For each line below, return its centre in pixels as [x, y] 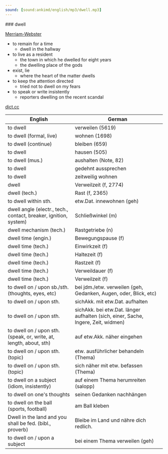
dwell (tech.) [22, 193]
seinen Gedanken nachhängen [110, 394]
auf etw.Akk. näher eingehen [108, 336]
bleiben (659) [91, 144]
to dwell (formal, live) [32, 136]
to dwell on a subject [32, 380]
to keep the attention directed [43, 81]
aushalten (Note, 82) [99, 160]
